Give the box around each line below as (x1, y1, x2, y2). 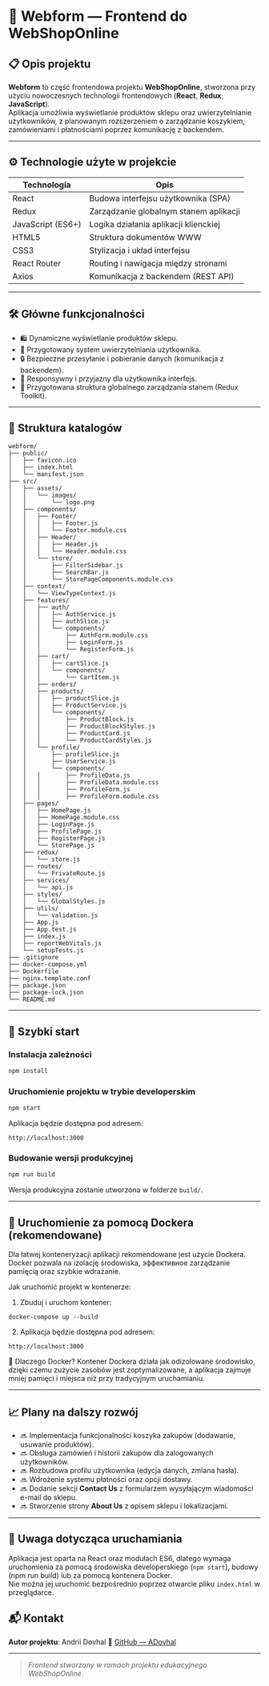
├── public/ (8, 450, 48, 458)
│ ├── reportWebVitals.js (8, 939, 102, 947)
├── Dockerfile (8, 967, 59, 975)
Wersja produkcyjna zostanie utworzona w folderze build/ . (8, 1185, 203, 1195)
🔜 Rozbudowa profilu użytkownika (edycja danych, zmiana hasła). (19, 1465, 239, 1475)
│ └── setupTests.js (8, 947, 84, 955)
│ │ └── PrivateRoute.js (8, 870, 106, 878)
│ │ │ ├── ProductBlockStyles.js (8, 723, 156, 731)
